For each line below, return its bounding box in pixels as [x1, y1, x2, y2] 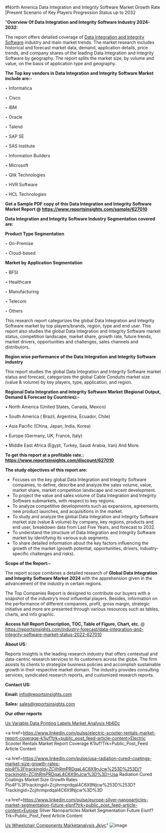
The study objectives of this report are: [5, 467, 88, 473]
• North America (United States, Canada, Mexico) [5, 404, 107, 410]
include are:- [5, 76, 32, 81]
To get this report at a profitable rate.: [5, 452, 84, 458]
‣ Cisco [5, 95, 21, 101]
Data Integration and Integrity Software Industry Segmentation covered [5, 216, 156, 222]
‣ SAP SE [5, 133, 24, 139]
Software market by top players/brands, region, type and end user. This [5, 323, 151, 329]
